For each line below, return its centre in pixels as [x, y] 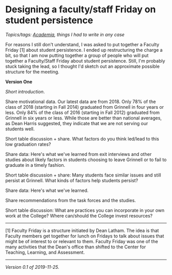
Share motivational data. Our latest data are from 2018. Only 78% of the [81, 102]
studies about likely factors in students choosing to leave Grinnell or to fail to [86, 160]
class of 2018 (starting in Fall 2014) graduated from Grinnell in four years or [84, 107]
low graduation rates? [28, 144]
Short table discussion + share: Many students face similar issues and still [83, 175]
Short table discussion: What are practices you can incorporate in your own [85, 210]
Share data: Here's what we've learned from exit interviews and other [79, 154]
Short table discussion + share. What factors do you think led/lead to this [82, 139]
